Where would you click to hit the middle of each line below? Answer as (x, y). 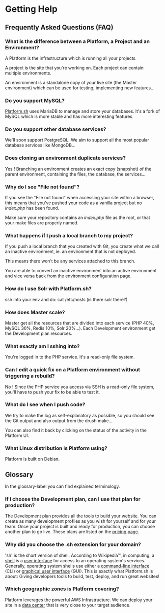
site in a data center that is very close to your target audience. (68, 605)
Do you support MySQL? (35, 101)
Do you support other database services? (56, 129)
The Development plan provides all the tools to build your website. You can (81, 516)
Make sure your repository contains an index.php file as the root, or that (78, 217)
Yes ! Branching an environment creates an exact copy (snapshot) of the (78, 169)
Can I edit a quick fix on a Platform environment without (73, 370)
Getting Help (31, 9)
